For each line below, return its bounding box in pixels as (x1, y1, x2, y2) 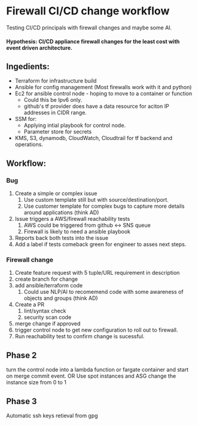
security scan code (23, 314, 72, 321)
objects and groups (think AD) (23, 295, 98, 302)
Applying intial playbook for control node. (23, 122, 126, 129)
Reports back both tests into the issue (14, 235, 109, 242)
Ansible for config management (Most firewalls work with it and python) (14, 84, 192, 91)
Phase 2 (6, 350, 37, 360)
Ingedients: (6, 61, 50, 71)
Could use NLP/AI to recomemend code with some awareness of (23, 289, 184, 296)
